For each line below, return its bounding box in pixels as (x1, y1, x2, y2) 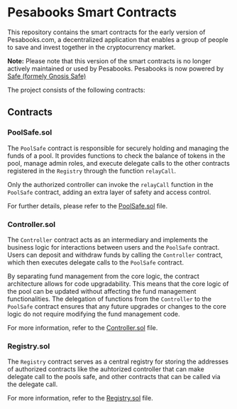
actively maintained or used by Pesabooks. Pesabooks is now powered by (7, 64, 224, 73)
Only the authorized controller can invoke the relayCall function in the (7, 180, 214, 188)
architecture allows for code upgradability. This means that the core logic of (7, 279, 229, 288)
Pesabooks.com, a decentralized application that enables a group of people (7, 35, 228, 43)
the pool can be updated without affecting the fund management (7, 287, 197, 295)
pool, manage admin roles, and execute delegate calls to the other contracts (7, 159, 231, 167)
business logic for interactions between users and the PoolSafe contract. (7, 243, 220, 251)
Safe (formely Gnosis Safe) (7, 72, 87, 80)
